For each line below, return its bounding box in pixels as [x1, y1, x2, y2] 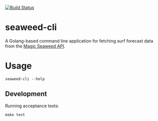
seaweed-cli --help [5, 76, 45, 81]
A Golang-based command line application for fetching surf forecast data [5, 38, 154, 44]
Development [5, 90, 48, 98]
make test [5, 112, 26, 117]
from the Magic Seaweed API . [5, 43, 65, 49]
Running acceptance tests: [5, 103, 59, 109]
